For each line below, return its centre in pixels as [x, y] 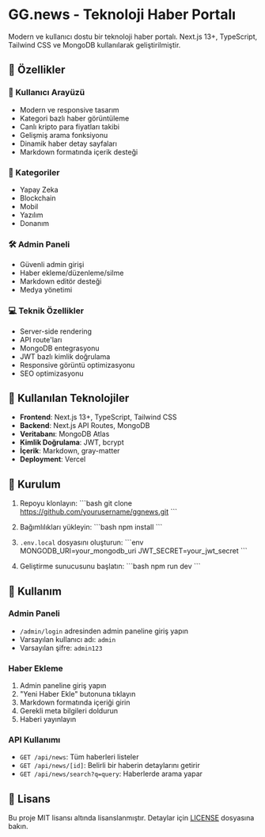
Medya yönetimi [46, 290]
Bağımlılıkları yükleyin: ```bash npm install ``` [91, 527]
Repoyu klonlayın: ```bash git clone [76, 503]
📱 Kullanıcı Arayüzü [47, 93]
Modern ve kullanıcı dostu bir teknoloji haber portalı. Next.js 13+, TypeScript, [133, 36]
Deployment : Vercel [53, 459]
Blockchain [38, 198]
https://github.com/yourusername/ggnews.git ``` [98, 512]
